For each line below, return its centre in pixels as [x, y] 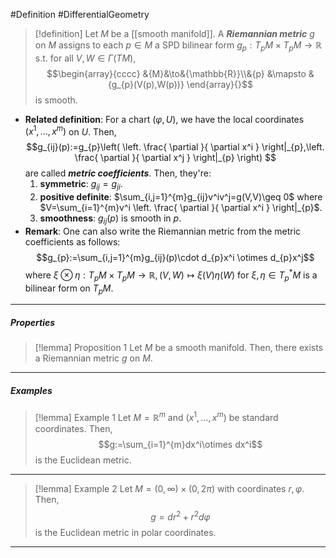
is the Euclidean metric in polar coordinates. [125, 532]
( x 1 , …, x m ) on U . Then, [70, 131]
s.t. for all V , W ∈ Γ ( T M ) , [85, 58]
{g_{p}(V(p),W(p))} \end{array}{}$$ [180, 84]
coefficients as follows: [72, 242]
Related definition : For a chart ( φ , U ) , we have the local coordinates [164, 119]
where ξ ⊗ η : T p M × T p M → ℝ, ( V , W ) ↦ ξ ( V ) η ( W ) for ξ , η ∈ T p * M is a [171, 275]
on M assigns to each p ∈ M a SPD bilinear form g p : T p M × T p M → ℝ [178, 46]
